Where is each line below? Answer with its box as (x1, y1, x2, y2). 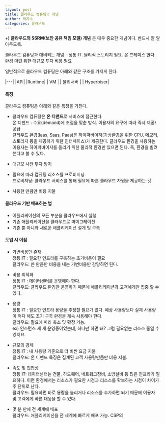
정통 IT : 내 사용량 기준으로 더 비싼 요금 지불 (12, 348, 96, 354)
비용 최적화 (12, 271, 34, 277)
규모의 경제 (12, 342, 34, 348)
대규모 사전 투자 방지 (12, 161, 52, 167)
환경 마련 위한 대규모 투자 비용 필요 (5, 58, 72, 64)
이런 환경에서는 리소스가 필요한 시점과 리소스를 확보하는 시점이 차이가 (27, 377, 160, 383)
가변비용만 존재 (12, 249, 42, 255)
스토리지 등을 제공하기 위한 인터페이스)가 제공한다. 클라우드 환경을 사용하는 (12, 138, 156, 144)
